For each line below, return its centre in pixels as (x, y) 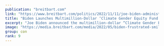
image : (12, 27)
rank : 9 (13, 36)
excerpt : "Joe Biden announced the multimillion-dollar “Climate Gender (81, 23)
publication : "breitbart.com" (36, 9)
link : (10, 14)
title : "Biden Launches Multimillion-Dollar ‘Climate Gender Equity (76, 18)
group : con (16, 32)
